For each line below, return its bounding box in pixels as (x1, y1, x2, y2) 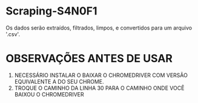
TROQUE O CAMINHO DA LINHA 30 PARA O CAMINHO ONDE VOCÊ (14, 84, 185, 92)
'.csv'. (5, 30, 21, 37)
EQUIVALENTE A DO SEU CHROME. (14, 78, 104, 85)
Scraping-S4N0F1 (5, 4, 97, 18)
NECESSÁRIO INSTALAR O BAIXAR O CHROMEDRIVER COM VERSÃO (14, 71, 188, 79)
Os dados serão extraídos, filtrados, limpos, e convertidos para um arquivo (5, 24, 192, 31)
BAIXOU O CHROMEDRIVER (14, 90, 84, 98)
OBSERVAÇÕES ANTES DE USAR (5, 52, 173, 66)
